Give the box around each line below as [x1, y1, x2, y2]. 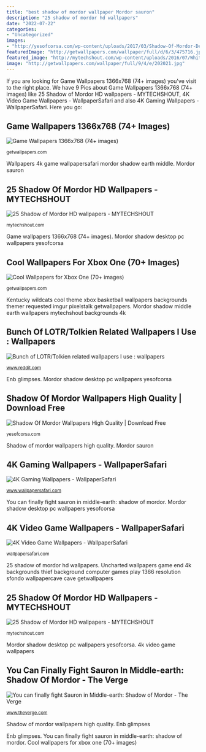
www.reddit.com [6, 365, 42, 371]
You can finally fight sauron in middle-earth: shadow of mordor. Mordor [6, 498, 187, 506]
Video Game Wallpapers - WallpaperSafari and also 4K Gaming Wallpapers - [6, 96, 199, 104]
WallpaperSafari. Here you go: [6, 103, 83, 110]
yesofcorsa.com [6, 431, 41, 437]
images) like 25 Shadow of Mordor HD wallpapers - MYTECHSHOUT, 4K [6, 90, 190, 98]
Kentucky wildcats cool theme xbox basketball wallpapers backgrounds [6, 296, 188, 303]
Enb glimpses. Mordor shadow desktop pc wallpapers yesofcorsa [6, 375, 172, 382]
